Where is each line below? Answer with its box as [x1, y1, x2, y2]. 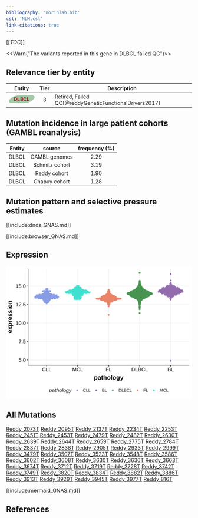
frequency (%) [77, 144, 115, 151]
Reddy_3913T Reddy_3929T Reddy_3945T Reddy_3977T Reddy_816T [6, 476, 173, 483]
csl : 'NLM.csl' [6, 15, 44, 22]
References [6, 504, 49, 514]
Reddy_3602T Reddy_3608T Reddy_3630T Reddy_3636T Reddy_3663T [6, 457, 179, 464]
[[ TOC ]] [6, 39, 25, 46]
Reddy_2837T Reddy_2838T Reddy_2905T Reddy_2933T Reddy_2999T [6, 444, 180, 451]
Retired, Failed [55, 93, 90, 100]
